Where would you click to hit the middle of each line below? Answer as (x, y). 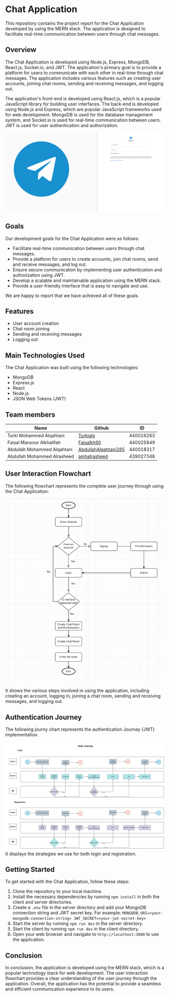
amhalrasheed (93, 456)
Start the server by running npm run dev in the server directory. (78, 923)
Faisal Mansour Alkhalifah (34, 442)
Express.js (23, 383)
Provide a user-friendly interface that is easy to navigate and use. (80, 285)
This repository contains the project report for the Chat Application (74, 23)
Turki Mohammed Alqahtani (36, 435)
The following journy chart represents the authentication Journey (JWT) (80, 729)
